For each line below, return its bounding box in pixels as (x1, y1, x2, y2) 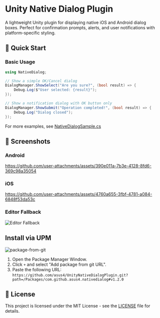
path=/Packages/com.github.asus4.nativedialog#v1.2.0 (12, 277, 124, 282)
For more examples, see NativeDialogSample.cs (5, 123, 101, 129)
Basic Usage (5, 58, 36, 65)
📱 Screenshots (5, 137, 51, 146)
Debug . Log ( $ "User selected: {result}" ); (14, 88, 97, 93)
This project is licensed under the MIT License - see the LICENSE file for (5, 303, 150, 309)
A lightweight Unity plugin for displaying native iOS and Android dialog (5, 19, 146, 25)
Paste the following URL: (12, 266, 62, 272)
